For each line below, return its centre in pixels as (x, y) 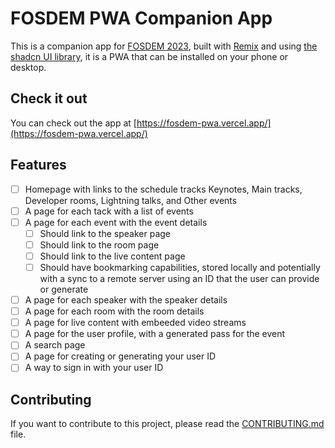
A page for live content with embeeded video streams (135, 323)
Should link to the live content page (112, 256)
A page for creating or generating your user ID (120, 356)
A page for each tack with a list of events (109, 211)
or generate (64, 289)
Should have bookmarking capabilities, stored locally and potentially (180, 267)
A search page (55, 345)
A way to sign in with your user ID (94, 368)
